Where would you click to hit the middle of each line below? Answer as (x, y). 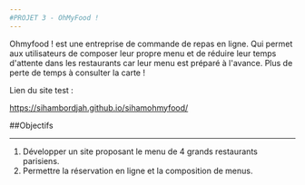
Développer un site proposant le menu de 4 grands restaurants (140, 151)
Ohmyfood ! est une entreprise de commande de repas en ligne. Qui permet (151, 44)
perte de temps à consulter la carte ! (77, 73)
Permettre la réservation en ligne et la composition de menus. (138, 170)
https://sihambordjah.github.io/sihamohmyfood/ (99, 107)
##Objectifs (31, 125)
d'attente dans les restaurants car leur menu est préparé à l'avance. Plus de (151, 63)
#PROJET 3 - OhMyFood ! (54, 18)
